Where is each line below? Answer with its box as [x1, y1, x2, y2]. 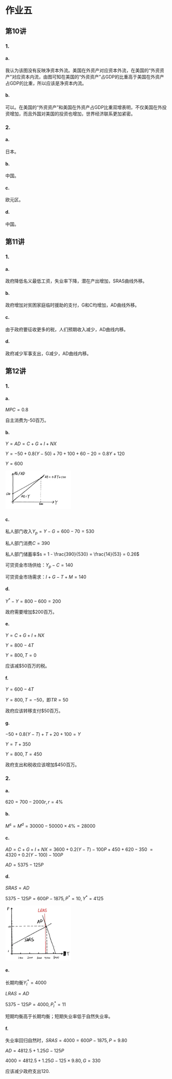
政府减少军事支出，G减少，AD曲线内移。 [5, 350, 92, 356]
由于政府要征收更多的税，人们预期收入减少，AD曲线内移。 [5, 326, 128, 332]
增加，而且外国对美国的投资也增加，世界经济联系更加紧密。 [9, 110, 136, 117]
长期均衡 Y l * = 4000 [5, 979, 47, 987]
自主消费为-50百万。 [5, 417, 49, 424]
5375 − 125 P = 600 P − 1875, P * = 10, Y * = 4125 [5, 895, 104, 902]
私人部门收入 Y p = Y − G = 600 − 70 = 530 [5, 528, 95, 536]
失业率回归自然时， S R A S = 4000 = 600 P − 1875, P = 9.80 [5, 1037, 127, 1044]
